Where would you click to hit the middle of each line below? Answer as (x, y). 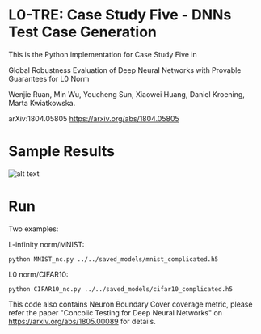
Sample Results (62, 152)
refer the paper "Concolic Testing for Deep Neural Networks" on (116, 312)
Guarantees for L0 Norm (49, 78)
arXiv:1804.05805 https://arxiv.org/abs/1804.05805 (94, 118)
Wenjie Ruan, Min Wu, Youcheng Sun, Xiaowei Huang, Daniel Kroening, (126, 94)
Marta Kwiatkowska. (42, 103)
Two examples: (34, 229)
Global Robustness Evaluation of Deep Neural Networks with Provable (125, 70)
